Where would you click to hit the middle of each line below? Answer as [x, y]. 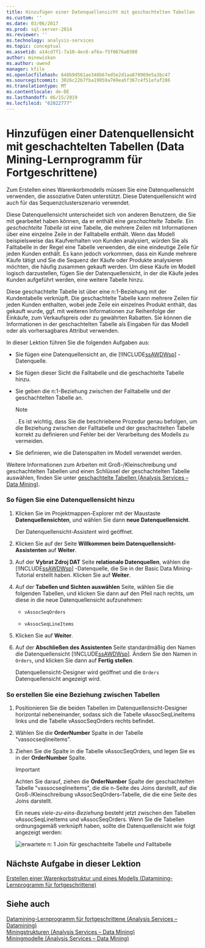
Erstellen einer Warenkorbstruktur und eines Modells [72, 878]
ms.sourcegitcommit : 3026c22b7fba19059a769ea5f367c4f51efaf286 [88, 80]
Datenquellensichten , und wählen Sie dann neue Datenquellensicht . [103, 520]
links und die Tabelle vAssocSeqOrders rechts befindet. [85, 721]
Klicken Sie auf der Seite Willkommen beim [70, 544]
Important [27, 770]
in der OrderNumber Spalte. [51, 758]
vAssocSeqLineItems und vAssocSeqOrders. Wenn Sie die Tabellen [100, 819]
